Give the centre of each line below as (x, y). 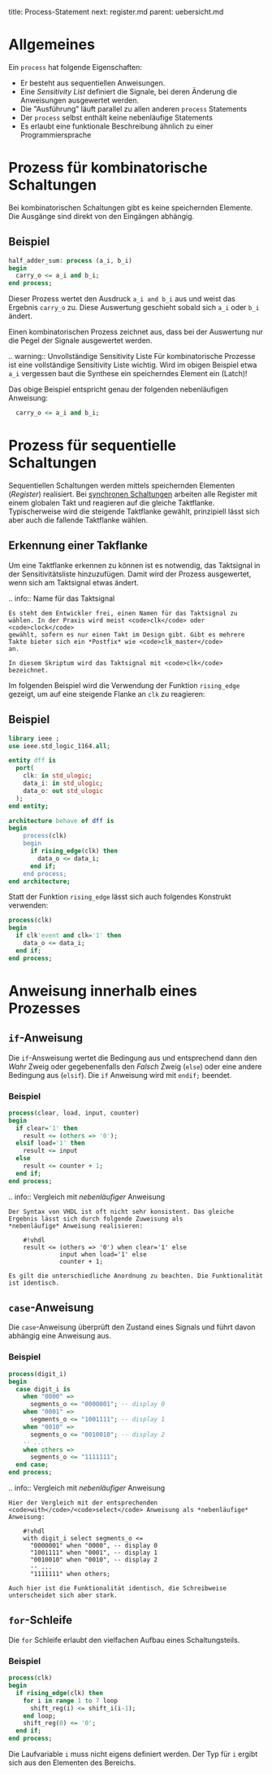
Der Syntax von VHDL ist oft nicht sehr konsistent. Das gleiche (121, 1211)
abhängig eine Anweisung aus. (60, 1336)
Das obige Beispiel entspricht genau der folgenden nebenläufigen (119, 389)
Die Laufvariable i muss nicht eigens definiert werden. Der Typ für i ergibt (133, 1754)
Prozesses (45, 1008)
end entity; (28, 806)
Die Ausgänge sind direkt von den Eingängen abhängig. (101, 216)
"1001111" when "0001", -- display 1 (94, 1553)
